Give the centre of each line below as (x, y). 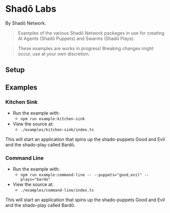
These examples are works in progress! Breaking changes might (86, 48)
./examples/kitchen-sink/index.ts (57, 130)
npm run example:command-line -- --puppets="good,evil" (81, 175)
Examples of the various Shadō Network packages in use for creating (91, 33)
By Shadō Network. (26, 23)
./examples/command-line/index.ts (57, 190)
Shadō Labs (31, 9)
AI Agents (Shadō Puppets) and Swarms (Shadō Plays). (76, 38)
